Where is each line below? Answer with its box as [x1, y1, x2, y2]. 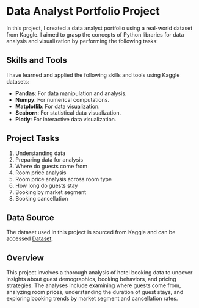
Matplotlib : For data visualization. [15, 102, 100, 110]
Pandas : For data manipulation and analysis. [15, 90, 127, 97]
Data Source [6, 212, 54, 223]
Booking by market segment [15, 188, 87, 196]
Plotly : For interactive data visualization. [15, 115, 117, 123]
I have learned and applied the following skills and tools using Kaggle [6, 71, 180, 79]
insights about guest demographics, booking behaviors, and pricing [6, 276, 176, 283]
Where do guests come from [15, 162, 87, 170]
